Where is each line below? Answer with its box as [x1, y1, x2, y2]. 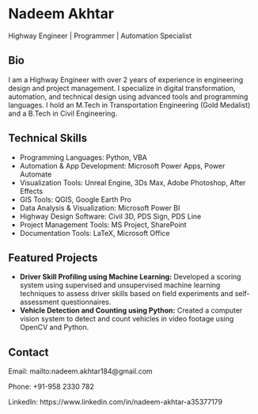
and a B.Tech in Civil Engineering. [8, 108, 118, 118]
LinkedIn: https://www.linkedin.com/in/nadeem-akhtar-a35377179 [8, 397, 223, 407]
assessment [19, 298, 59, 307]
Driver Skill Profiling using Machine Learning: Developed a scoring [19, 272, 241, 282]
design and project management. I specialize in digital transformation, [8, 83, 236, 93]
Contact [8, 345, 49, 359]
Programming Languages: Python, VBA [19, 152, 148, 162]
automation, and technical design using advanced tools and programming [8, 92, 249, 101]
